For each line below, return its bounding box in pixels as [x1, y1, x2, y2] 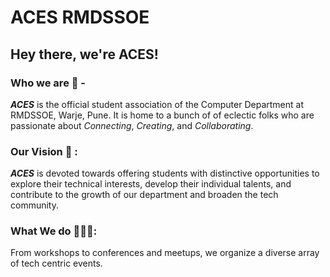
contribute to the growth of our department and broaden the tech [10, 189, 279, 201]
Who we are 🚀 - [10, 76, 87, 90]
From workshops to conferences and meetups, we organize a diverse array [10, 247, 320, 259]
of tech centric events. [10, 257, 103, 270]
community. [10, 199, 59, 211]
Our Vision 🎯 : [10, 144, 78, 158]
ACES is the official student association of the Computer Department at [10, 98, 304, 110]
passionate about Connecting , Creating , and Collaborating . [10, 119, 254, 131]
